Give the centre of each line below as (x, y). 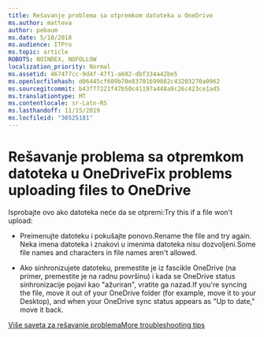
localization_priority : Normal (59, 67)
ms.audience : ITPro (40, 45)
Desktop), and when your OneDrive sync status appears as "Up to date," (137, 301)
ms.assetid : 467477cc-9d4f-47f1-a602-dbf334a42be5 (93, 74)
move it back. (42, 309)
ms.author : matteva (40, 23)
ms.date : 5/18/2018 (40, 37)
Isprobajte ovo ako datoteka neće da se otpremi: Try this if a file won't (121, 212)
